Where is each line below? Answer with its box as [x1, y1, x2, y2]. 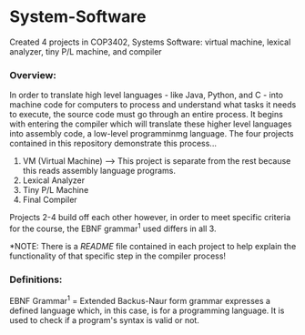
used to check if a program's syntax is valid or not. [9, 314, 200, 325]
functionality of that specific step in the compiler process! [9, 250, 226, 261]
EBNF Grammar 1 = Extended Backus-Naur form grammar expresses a [9, 294, 271, 306]
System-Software [9, 6, 147, 27]
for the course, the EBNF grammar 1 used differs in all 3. [9, 221, 217, 234]
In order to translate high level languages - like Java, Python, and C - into [9, 89, 284, 101]
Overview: [9, 68, 56, 81]
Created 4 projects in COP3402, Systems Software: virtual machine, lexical [9, 36, 291, 47]
